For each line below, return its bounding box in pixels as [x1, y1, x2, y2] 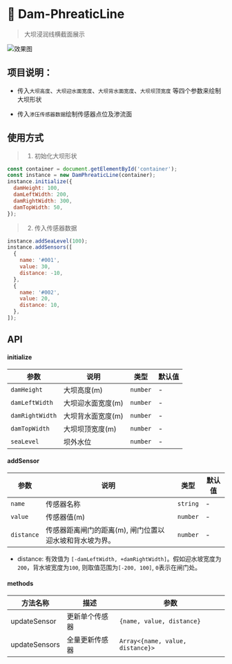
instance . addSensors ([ [7, 244, 72, 251]
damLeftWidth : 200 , [13, 191, 70, 198]
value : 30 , [19, 263, 51, 270]
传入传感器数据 [34, 224, 77, 232]
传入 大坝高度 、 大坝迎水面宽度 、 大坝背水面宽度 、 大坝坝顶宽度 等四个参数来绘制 [17, 86, 222, 95]
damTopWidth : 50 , [13, 204, 64, 211]
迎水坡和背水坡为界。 [46, 535, 115, 545]
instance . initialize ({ [7, 178, 72, 185]
